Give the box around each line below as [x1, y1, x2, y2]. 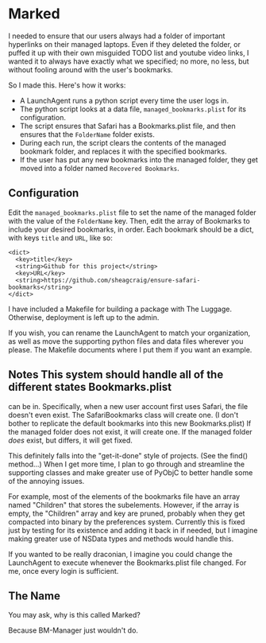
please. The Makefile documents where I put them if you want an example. [8, 345, 253, 354]
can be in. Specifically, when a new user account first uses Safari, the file [8, 401, 249, 411]
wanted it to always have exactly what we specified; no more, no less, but [8, 57, 249, 66]
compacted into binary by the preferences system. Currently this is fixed [8, 516, 245, 526]
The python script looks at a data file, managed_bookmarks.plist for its [19, 104, 246, 114]
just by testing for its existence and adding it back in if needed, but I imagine [8, 525, 258, 535]
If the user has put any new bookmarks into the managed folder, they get [19, 154, 258, 164]
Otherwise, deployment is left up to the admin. [8, 312, 160, 322]
